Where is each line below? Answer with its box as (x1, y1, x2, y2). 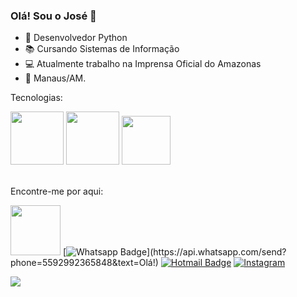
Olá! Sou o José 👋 (10, 9, 97, 23)
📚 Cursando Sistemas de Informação (24, 43, 180, 55)
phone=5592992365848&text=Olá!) (10, 257, 159, 269)
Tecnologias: (10, 92, 63, 104)
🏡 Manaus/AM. (24, 72, 87, 84)
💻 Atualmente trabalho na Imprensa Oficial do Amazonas (24, 58, 262, 70)
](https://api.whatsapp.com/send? (146, 246, 287, 258)
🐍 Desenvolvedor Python (24, 32, 128, 44)
